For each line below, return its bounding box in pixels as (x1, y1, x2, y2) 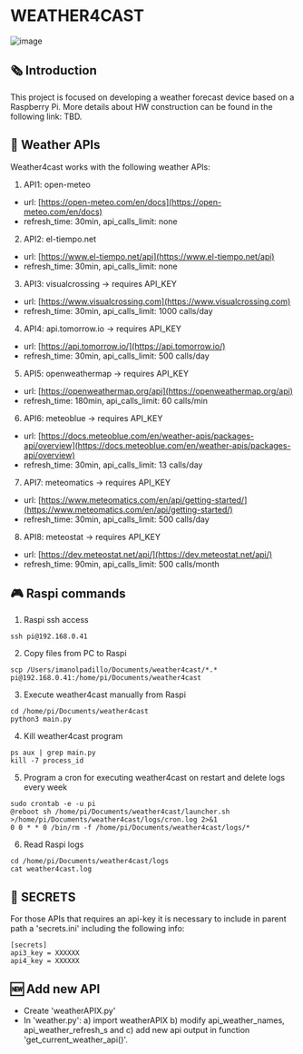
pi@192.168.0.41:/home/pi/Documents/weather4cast (10, 674, 202, 683)
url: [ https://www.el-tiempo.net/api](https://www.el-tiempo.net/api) (23, 251, 275, 261)
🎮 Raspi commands (10, 586, 126, 601)
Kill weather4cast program (23, 731, 123, 742)
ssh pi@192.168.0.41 (10, 632, 89, 641)
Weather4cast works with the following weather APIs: (10, 161, 211, 172)
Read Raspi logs (23, 839, 84, 850)
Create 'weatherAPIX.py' (23, 1005, 116, 1016)
